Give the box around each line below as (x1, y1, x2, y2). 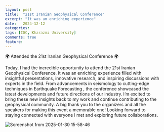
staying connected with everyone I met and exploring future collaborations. (5, 112, 158, 118)
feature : (5, 40, 23, 44)
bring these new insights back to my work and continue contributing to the (5, 96, 157, 102)
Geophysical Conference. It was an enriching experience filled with (5, 70, 142, 76)
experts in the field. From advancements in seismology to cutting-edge (5, 80, 150, 87)
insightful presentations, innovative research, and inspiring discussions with (5, 75, 160, 81)
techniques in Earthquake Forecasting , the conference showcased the (5, 86, 149, 91)
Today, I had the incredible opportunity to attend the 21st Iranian (5, 65, 135, 71)
